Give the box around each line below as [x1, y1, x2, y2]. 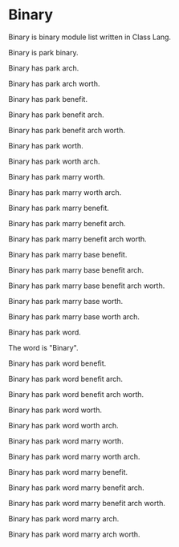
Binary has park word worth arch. [8, 420, 119, 430]
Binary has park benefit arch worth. [8, 125, 126, 135]
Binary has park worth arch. [8, 156, 100, 166]
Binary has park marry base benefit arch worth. [8, 281, 165, 290]
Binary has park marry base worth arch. [8, 311, 140, 322]
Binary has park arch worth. [8, 79, 100, 88]
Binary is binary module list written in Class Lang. [8, 32, 171, 42]
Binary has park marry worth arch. [8, 187, 122, 197]
